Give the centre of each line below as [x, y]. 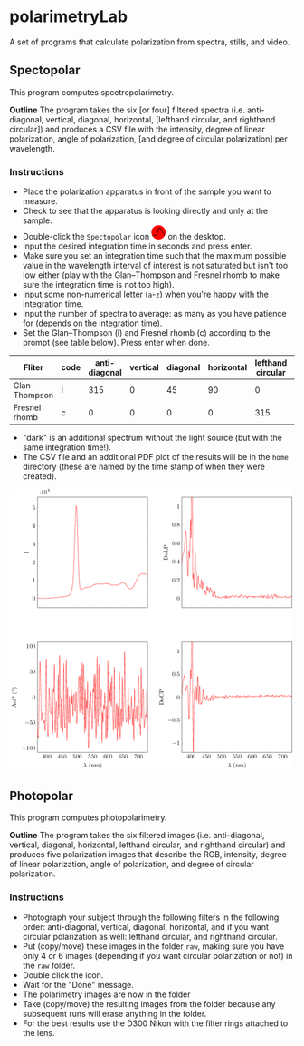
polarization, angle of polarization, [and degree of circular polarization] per [148, 139]
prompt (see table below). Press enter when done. [116, 343]
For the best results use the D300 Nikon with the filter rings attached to [155, 1023]
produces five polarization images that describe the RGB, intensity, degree [148, 855]
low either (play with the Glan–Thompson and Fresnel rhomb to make [151, 275]
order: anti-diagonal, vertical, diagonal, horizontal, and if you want [145, 926]
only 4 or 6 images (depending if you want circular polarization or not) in [157, 955]
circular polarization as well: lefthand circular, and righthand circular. [150, 936]
